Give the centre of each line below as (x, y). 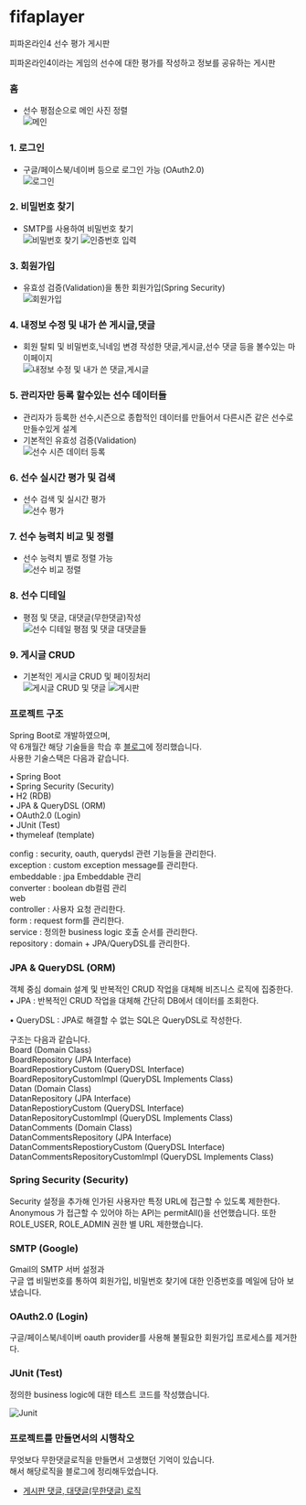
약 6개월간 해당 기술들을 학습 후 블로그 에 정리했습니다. (106, 747)
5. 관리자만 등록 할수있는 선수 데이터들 (88, 395)
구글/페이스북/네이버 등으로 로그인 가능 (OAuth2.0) (113, 169)
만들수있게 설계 (50, 428)
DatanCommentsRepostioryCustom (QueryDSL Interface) (117, 1146)
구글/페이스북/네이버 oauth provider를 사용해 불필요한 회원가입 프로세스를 (142, 1338)
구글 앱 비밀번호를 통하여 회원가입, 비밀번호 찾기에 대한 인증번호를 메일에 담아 (147, 1281)
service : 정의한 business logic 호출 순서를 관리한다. (104, 932)
